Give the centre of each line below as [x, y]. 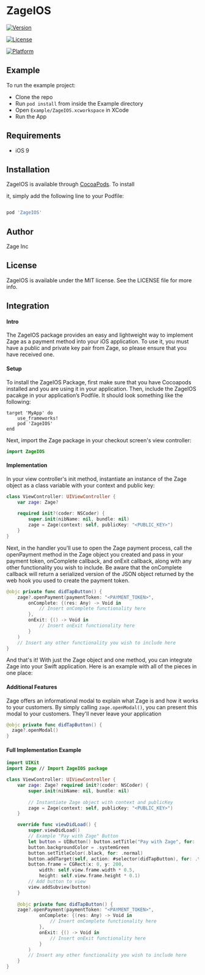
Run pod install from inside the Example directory [79, 103]
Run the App [31, 116]
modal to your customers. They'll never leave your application [84, 714]
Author [20, 232]
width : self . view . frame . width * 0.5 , [87, 870]
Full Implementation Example [44, 750]
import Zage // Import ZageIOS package [57, 769]
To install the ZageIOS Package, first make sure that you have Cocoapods [99, 382]
